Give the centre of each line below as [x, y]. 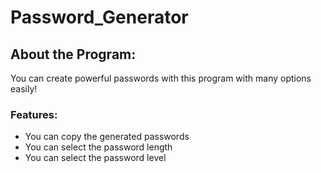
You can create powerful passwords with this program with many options [161, 78]
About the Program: [73, 54]
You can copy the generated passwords [107, 137]
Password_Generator [99, 17]
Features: [34, 114]
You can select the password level [95, 158]
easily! [24, 89]
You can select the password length [98, 147]
